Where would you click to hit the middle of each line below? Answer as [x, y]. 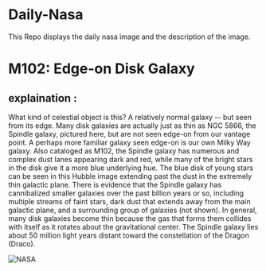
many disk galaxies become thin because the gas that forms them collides [130, 218]
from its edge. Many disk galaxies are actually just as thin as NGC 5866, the [132, 126]
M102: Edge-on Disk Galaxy [102, 69]
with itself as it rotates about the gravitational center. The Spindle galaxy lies [133, 226]
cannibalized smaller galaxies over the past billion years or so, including [126, 193]
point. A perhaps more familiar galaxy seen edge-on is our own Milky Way [129, 142]
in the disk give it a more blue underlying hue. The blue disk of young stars [131, 168]
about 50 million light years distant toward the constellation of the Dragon [129, 235]
